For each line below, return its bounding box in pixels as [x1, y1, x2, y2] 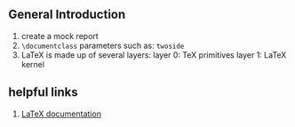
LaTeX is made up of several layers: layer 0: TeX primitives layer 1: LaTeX [20, 49, 287, 60]
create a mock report [20, 30, 99, 41]
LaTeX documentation [20, 108, 101, 119]
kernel [20, 59, 45, 69]
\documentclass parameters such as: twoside [20, 40, 185, 51]
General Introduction [8, 7, 126, 22]
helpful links [8, 84, 79, 100]
